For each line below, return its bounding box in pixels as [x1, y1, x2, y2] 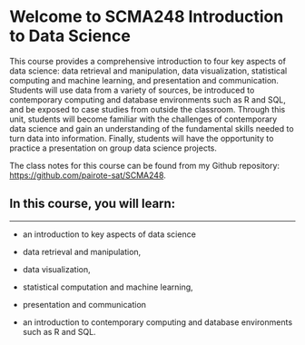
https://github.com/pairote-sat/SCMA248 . [9, 170, 166, 181]
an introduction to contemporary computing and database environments [22, 316, 293, 328]
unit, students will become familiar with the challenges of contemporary [9, 113, 278, 124]
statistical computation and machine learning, [22, 281, 193, 292]
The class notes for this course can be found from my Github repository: [9, 160, 280, 171]
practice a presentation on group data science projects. [9, 143, 218, 153]
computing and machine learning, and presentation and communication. [9, 74, 280, 85]
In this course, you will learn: [9, 196, 176, 212]
